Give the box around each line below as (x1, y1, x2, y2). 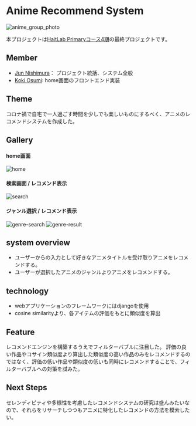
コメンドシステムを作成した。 (6, 117, 78, 124)
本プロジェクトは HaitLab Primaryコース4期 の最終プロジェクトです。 (6, 35, 171, 42)
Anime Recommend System (6, 4, 144, 18)
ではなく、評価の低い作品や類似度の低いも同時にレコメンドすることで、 (6, 358, 180, 365)
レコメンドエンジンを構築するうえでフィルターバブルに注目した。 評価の (6, 343, 182, 350)
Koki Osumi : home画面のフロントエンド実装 (14, 76, 121, 83)
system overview (6, 238, 70, 248)
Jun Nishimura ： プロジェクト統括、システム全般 (14, 69, 133, 76)
